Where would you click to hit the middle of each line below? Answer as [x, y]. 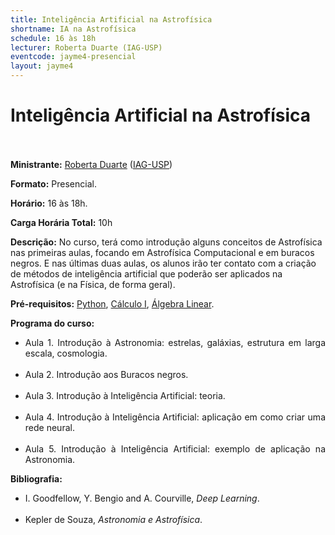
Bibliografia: [36, 478]
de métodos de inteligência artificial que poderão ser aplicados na [146, 273]
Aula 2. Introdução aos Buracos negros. [106, 374]
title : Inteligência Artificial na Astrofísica [111, 19]
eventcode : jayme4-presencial [73, 57]
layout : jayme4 [42, 66]
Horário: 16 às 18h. [49, 203]
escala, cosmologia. [66, 353]
